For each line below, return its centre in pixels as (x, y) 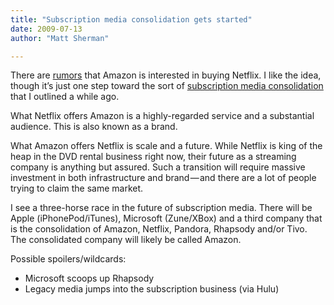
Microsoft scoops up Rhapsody (89, 278)
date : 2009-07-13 (46, 29)
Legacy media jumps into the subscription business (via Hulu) (152, 289)
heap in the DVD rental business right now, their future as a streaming (153, 157)
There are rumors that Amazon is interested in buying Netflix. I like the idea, (166, 75)
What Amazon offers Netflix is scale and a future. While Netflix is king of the (166, 146)
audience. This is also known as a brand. (94, 127)
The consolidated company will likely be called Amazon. (126, 240)
